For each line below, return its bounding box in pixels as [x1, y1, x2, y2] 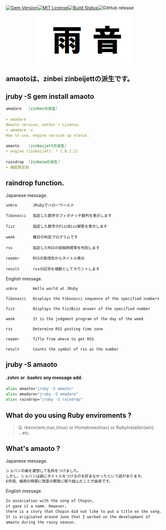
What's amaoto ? [6, 445, 60, 453]
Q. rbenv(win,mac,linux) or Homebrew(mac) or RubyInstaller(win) [18, 424, 154, 430]
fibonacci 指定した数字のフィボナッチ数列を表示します [6, 213, 112, 218]
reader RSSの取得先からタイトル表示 [6, 256, 85, 261]
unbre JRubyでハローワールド [6, 203, 75, 208]
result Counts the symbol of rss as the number [6, 347, 119, 352]
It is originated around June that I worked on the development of [6, 514, 151, 519]
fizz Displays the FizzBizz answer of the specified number [6, 306, 151, 311]
